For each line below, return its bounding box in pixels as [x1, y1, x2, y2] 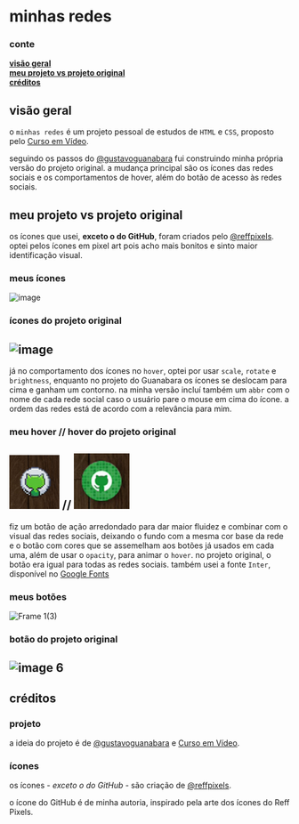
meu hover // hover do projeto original [9, 425, 176, 438]
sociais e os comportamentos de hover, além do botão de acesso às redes [9, 172, 282, 183]
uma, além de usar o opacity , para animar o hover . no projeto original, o [9, 549, 271, 560]
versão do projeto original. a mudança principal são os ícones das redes [9, 163, 274, 174]
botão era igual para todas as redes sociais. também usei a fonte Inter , [9, 559, 271, 570]
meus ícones [9, 272, 67, 285]
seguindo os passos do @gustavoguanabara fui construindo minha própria [9, 153, 284, 164]
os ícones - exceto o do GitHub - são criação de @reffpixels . [9, 780, 231, 791]
